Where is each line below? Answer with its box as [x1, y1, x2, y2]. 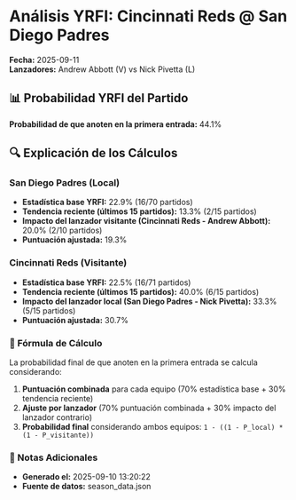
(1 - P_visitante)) [21, 431, 95, 440]
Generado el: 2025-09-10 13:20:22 [21, 472, 151, 482]
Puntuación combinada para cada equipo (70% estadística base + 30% [21, 384, 286, 394]
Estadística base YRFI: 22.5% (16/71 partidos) [21, 277, 191, 288]
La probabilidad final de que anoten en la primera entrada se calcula [9, 357, 259, 368]
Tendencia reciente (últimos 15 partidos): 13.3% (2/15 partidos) [21, 206, 257, 217]
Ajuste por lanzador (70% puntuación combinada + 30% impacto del [21, 402, 277, 414]
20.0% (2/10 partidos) [21, 225, 103, 236]
